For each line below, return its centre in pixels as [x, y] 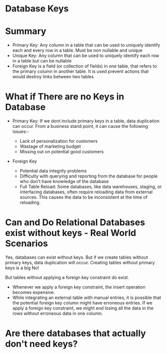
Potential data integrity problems [53, 171]
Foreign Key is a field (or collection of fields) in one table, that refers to [84, 66]
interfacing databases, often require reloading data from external [86, 192]
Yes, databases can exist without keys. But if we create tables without [77, 257]
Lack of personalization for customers [59, 141]
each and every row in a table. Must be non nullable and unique [77, 51]
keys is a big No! [22, 268]
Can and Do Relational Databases [75, 222]
